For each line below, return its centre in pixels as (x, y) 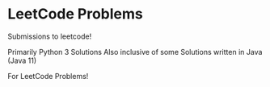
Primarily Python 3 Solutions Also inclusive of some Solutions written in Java (135, 52)
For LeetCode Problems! (48, 76)
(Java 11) (22, 60)
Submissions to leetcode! (50, 36)
